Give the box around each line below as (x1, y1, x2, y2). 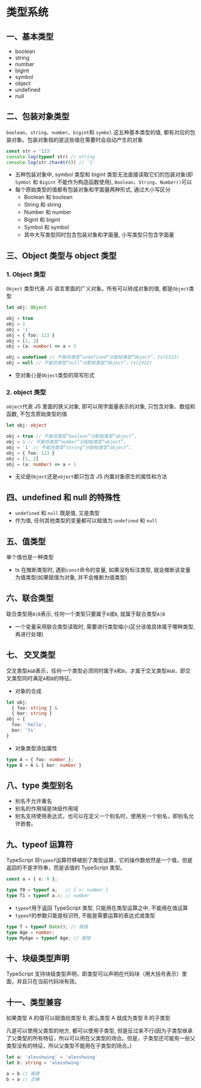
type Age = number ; (6, 929, 55, 936)
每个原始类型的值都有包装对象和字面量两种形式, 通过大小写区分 (14, 186, 171, 193)
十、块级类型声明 (6, 953, 70, 963)
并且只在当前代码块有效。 (16, 978, 80, 985)
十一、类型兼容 (6, 997, 62, 1007)
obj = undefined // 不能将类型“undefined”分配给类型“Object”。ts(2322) (6, 354, 179, 360)
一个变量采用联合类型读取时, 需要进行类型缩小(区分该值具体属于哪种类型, (14, 623, 195, 630)
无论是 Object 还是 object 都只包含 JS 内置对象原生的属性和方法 (14, 473, 167, 480)
